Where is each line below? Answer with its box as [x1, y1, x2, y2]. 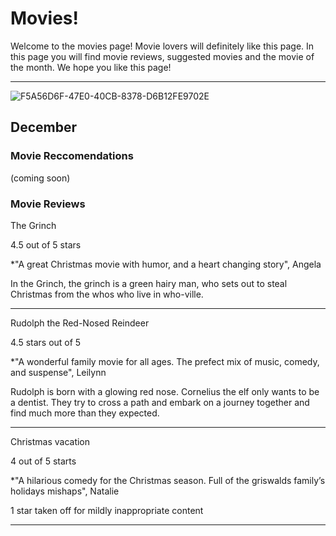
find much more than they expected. [10, 407, 160, 419]
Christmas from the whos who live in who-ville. [10, 288, 204, 300]
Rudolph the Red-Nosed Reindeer [10, 317, 150, 329]
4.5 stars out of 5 [10, 336, 82, 348]
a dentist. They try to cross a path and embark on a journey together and [10, 396, 310, 408]
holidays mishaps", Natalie [10, 485, 120, 497]
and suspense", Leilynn [10, 366, 107, 378]
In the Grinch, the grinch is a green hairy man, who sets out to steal [10, 277, 288, 289]
